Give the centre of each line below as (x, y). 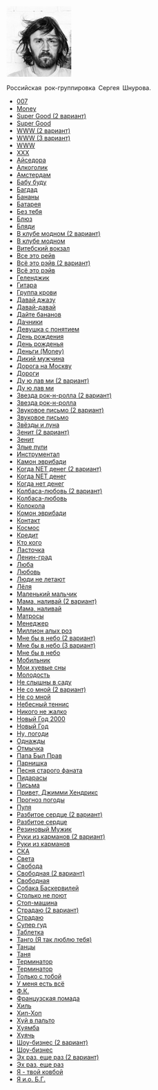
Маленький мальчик (47, 594)
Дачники (29, 322)
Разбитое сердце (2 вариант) (59, 815)
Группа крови (37, 292)
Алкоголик (32, 167)
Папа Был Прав (39, 756)
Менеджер (32, 623)
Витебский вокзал (43, 248)
